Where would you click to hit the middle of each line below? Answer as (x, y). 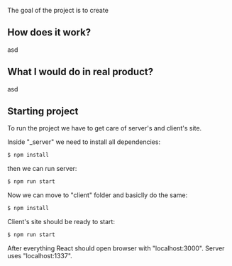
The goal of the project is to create (58, 10)
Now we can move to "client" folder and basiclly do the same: (98, 195)
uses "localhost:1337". (40, 255)
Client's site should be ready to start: (61, 222)
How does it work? (49, 32)
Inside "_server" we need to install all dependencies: (84, 142)
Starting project (43, 112)
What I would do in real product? (81, 72)
